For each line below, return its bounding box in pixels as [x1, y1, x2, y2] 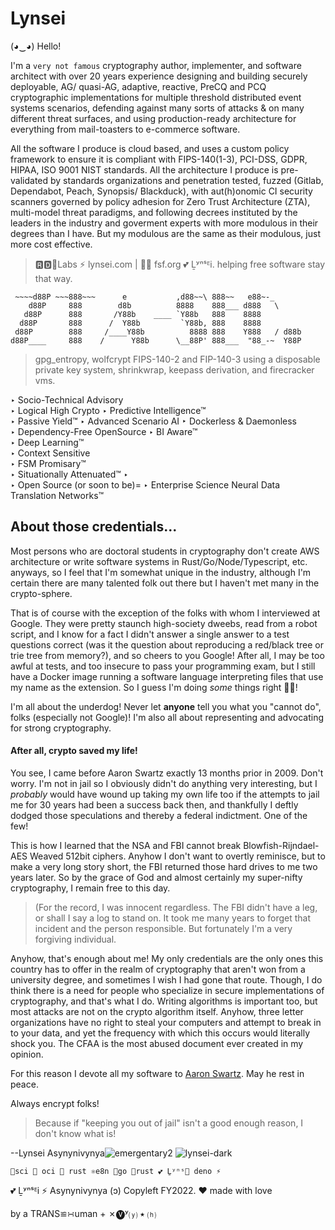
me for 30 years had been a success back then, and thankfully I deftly [10, 798, 299, 811]
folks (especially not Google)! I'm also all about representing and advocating [10, 711, 325, 723]
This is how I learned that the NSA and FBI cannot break [10, 839, 242, 851]
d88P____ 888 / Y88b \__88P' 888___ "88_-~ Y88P [10, 335, 302, 346]
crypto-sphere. [10, 587, 73, 599]
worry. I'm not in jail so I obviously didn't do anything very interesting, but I [10, 777, 318, 789]
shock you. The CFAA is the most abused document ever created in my [10, 1037, 304, 1049]
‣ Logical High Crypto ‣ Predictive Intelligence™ [10, 404, 207, 416]
